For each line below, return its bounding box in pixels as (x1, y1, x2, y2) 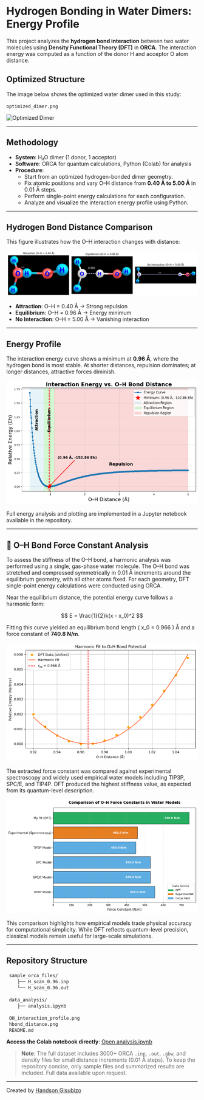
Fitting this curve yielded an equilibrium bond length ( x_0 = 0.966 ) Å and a (6, 624, 195, 631)
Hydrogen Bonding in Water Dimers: (6, 4, 192, 18)
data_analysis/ (8, 997, 47, 1003)
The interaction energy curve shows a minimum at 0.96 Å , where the (6, 355, 179, 362)
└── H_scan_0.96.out (17, 984, 69, 991)
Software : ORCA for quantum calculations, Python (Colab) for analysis (15, 160, 192, 167)
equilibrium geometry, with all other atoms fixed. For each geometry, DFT (6, 576, 189, 583)
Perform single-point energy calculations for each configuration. (24, 192, 186, 199)
